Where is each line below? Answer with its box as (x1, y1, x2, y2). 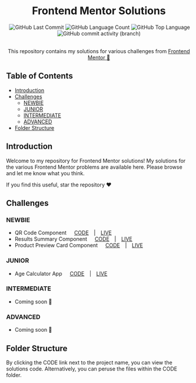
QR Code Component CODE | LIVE (14, 229, 112, 237)
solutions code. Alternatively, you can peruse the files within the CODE (6, 365, 178, 372)
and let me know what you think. (6, 169, 85, 176)
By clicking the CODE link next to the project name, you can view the (6, 359, 172, 366)
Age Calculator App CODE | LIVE (14, 270, 108, 277)
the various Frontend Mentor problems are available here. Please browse (6, 163, 182, 171)
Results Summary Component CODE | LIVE (14, 235, 132, 243)
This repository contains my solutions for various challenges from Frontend (8, 47, 190, 54)
